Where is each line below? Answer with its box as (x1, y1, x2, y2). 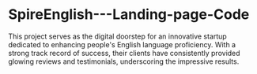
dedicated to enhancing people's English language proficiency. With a (8, 39, 236, 49)
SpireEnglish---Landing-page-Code (8, 6, 250, 24)
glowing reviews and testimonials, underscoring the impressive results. (8, 57, 240, 66)
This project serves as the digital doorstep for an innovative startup (8, 31, 227, 41)
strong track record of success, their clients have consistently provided (8, 48, 240, 57)
